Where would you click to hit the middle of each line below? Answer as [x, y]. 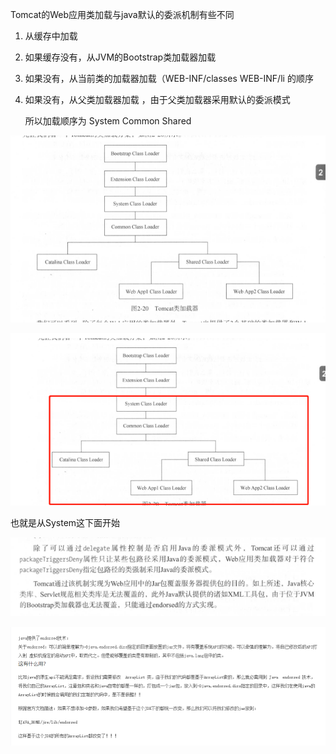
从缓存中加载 [51, 36]
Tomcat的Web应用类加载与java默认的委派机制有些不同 [122, 14]
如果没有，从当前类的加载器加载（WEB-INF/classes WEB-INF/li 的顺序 [169, 78]
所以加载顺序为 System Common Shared [108, 121]
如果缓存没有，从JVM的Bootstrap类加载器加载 [120, 57]
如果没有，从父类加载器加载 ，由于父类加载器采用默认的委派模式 [157, 99]
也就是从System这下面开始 [65, 522]
